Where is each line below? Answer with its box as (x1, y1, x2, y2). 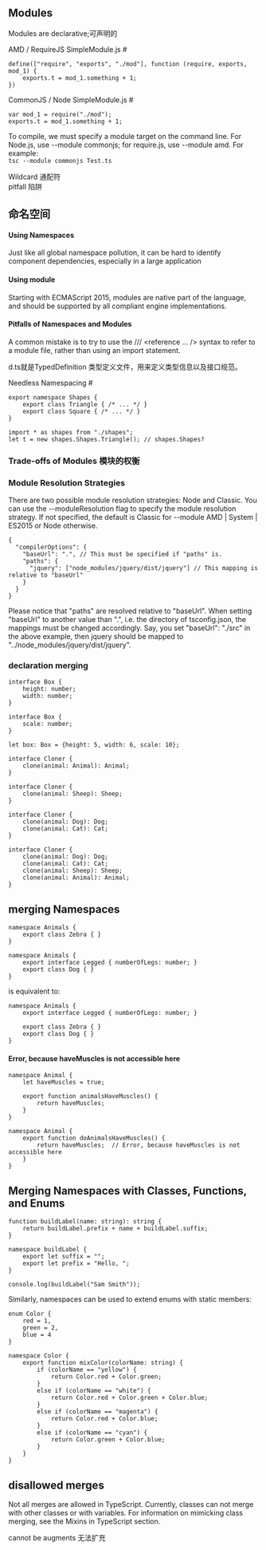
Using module (8, 275, 56, 284)
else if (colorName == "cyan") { (37, 1429, 148, 1437)
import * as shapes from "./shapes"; (8, 428, 134, 436)
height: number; (22, 685, 77, 693)
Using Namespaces (8, 230, 75, 240)
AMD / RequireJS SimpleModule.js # (8, 44, 127, 54)
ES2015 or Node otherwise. (8, 521, 98, 530)
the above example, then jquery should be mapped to (8, 632, 184, 641)
